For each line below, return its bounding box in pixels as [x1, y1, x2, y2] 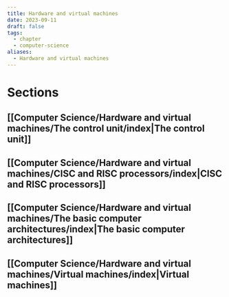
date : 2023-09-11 [7, 17, 57, 23]
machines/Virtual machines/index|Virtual [7, 268, 190, 280]
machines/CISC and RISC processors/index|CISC [7, 167, 222, 179]
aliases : [7, 49, 32, 56]
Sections [7, 84, 59, 100]
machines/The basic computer [7, 213, 142, 225]
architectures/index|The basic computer [7, 223, 186, 235]
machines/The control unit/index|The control [7, 123, 205, 134]
